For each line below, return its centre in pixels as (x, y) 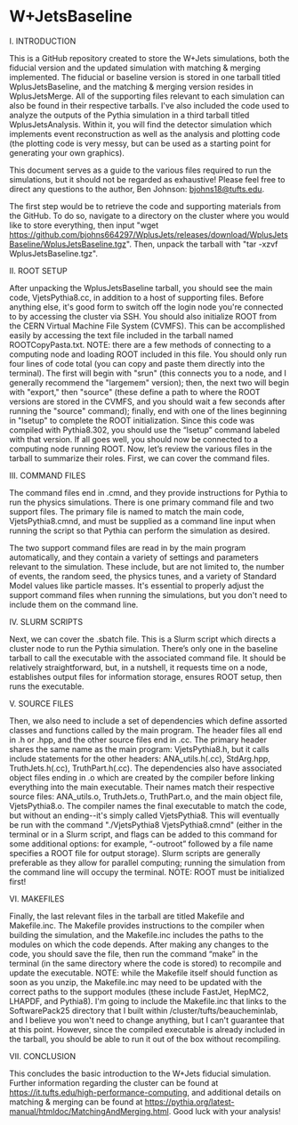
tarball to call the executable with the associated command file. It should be (148, 658)
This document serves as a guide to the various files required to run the (140, 170)
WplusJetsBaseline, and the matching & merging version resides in (131, 86)
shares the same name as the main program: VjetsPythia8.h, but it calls (139, 749)
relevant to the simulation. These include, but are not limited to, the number (147, 566)
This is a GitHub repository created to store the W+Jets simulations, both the (149, 58)
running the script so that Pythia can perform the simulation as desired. (140, 530)
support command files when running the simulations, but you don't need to (148, 595)
